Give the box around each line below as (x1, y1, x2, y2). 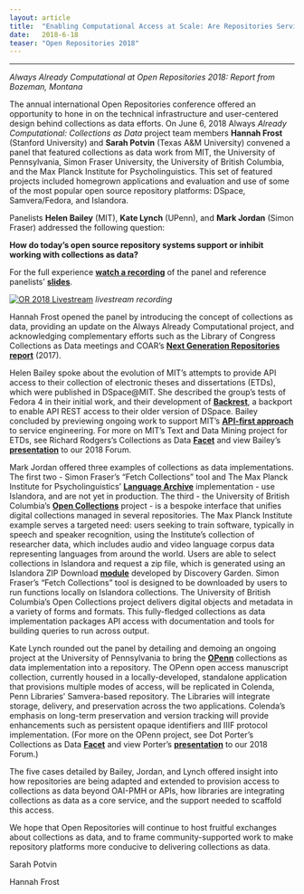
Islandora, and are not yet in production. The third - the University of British (9, 490, 290, 502)
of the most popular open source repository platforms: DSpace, (9, 185, 246, 196)
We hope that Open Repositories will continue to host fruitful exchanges (9, 823, 278, 833)
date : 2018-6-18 (9, 30, 79, 39)
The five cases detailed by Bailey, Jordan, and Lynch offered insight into (9, 766, 279, 777)
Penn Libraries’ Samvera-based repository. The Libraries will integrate (9, 691, 271, 702)
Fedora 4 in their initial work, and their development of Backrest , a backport (9, 396, 293, 407)
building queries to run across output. (9, 625, 149, 636)
